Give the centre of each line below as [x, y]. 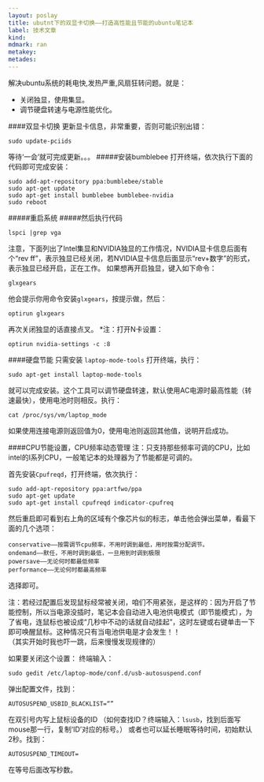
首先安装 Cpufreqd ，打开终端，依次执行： [74, 474]
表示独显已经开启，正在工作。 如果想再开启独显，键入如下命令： [112, 268]
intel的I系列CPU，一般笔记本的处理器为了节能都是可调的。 [103, 457]
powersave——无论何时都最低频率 [54, 561]
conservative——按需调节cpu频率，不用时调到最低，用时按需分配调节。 [108, 545]
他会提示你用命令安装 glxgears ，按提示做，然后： [88, 298]
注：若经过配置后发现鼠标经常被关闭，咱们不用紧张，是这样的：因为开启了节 [132, 602]
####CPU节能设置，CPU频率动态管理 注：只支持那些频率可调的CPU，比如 [129, 447]
